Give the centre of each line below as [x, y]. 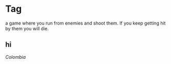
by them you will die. [27, 28]
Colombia [16, 57]
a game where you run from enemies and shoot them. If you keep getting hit [85, 23]
